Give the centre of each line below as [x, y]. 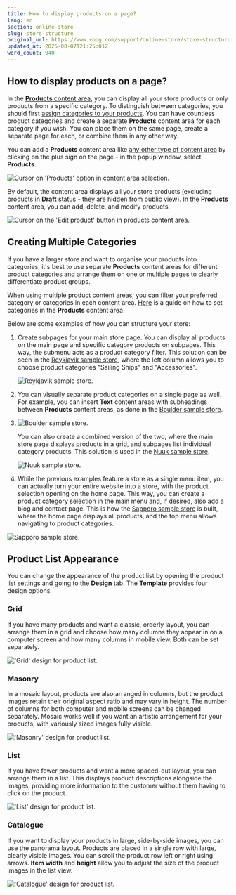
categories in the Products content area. [66, 310]
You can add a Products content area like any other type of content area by [117, 149]
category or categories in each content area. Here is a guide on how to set [115, 302]
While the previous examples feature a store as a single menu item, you [121, 478]
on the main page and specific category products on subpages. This [117, 344]
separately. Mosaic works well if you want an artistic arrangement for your [115, 716]
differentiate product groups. [49, 281]
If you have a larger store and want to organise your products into [102, 259]
